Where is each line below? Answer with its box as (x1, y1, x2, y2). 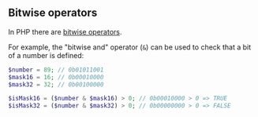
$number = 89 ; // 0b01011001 (8, 66, 104, 74)
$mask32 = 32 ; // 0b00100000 (8, 80, 104, 89)
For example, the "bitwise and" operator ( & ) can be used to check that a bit (8, 42, 252, 52)
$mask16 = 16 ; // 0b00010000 (8, 73, 104, 81)
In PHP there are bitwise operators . (8, 27, 122, 36)
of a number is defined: (8, 50, 84, 60)
